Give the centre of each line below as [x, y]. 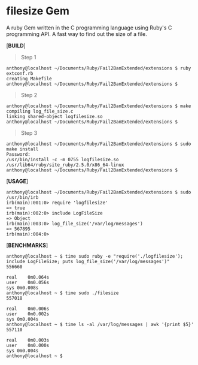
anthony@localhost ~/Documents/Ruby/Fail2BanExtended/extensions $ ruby [99, 68]
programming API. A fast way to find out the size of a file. [77, 34]
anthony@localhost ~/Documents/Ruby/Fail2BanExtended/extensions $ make [99, 106]
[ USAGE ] [17, 181]
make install [22, 149]
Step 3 [29, 132]
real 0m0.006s [28, 309]
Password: [19, 154]
